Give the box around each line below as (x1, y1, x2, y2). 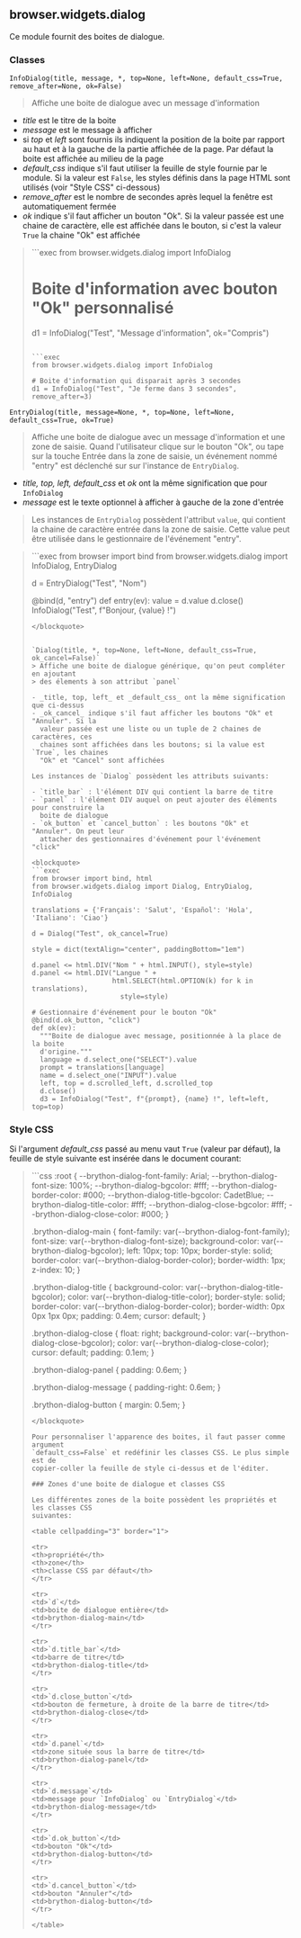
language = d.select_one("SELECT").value (40, 1055, 198, 1064)
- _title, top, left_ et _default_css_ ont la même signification (31, 693, 286, 703)
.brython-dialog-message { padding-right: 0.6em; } (31, 1382, 222, 1393)
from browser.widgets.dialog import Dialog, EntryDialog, (31, 882, 253, 892)
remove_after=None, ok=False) (9, 82, 123, 91)
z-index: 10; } (31, 1264, 81, 1276)
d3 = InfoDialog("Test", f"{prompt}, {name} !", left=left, (40, 1095, 270, 1104)
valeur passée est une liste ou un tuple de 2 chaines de (40, 724, 261, 734)
